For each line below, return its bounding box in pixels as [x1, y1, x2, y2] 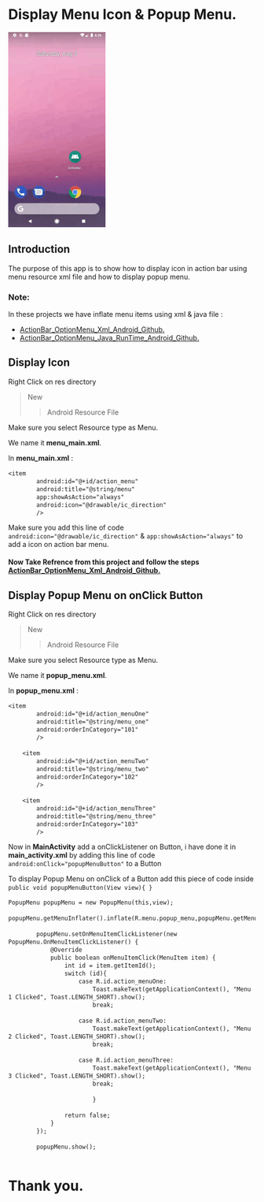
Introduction [8, 243, 71, 256]
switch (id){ [64, 969, 108, 978]
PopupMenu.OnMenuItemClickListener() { [8, 938, 139, 947]
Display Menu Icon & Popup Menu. [8, 6, 237, 24]
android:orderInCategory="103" [36, 821, 139, 828]
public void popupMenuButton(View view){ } [8, 884, 153, 892]
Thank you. [8, 1177, 84, 1195]
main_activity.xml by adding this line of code [8, 850, 156, 860]
